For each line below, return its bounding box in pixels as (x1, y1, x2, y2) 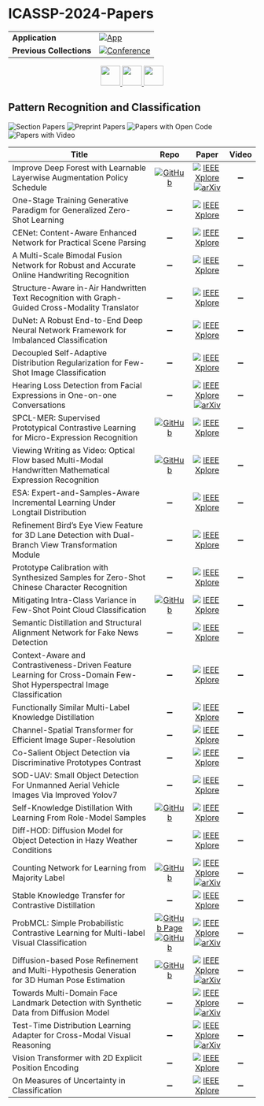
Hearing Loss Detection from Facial (12, 380, 143, 391)
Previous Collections (12, 45, 92, 56)
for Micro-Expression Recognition (12, 432, 138, 443)
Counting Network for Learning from (12, 862, 147, 873)
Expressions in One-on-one (12, 389, 117, 400)
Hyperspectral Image (31, 679, 109, 690)
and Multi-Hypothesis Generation (12, 964, 137, 975)
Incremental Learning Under (12, 497, 116, 508)
